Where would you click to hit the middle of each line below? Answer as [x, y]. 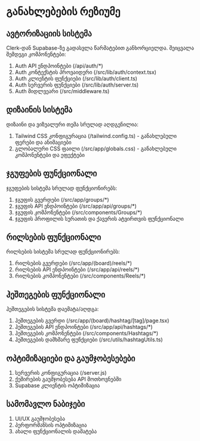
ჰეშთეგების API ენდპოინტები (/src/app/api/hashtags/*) [84, 327]
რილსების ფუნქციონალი [54, 238]
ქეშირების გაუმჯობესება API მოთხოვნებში [68, 379]
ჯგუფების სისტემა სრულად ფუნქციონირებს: [62, 188]
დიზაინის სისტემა [39, 110]
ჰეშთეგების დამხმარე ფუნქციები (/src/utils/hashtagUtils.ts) [89, 340]
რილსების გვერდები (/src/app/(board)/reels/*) [73, 263]
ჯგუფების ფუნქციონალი [52, 174]
